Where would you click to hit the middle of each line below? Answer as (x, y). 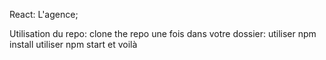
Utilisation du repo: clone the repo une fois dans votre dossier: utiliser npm (163, 33)
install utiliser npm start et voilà (73, 44)
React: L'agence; (44, 14)
